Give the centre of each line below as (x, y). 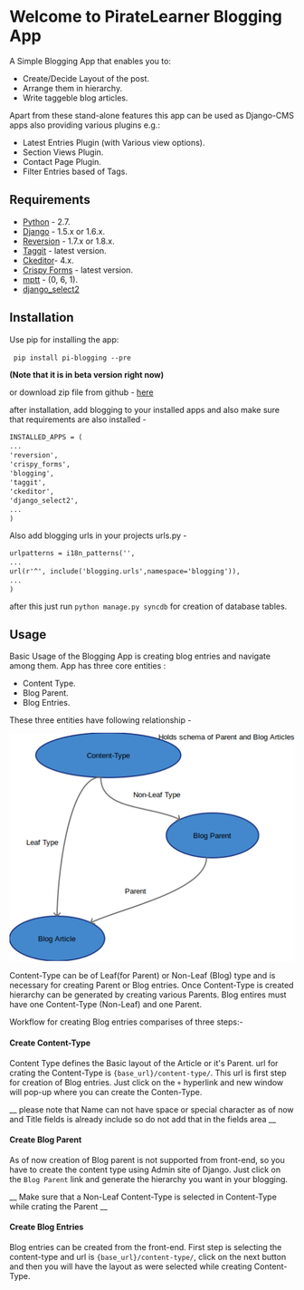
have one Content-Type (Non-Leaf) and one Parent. (105, 1005)
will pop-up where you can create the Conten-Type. (106, 1092)
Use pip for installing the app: (64, 339)
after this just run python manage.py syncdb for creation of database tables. (148, 606)
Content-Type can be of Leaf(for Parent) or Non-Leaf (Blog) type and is (142, 976)
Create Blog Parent (46, 1140)
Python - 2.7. (46, 221)
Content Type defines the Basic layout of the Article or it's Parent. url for (144, 1063)
